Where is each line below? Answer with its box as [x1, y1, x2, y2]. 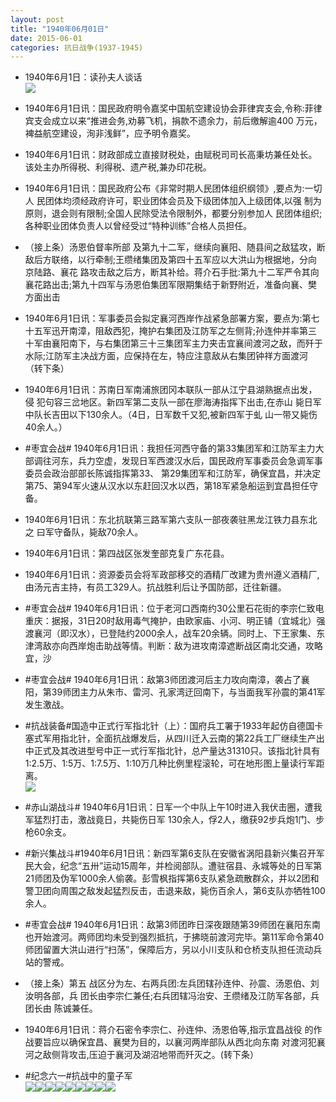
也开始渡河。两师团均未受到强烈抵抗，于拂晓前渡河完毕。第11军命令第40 [24, 931, 325, 943]
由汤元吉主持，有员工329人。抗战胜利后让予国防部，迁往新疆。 [24, 581, 287, 593]
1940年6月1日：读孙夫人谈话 [24, 71, 143, 83]
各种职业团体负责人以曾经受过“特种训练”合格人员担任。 [24, 220, 253, 232]
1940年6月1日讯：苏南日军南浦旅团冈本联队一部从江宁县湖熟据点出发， [24, 384, 318, 396]
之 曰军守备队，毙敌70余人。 [24, 526, 144, 538]
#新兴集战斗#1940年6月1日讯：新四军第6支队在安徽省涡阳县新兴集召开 [24, 847, 317, 860]
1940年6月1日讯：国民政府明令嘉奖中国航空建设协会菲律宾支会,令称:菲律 [24, 102, 323, 115]
